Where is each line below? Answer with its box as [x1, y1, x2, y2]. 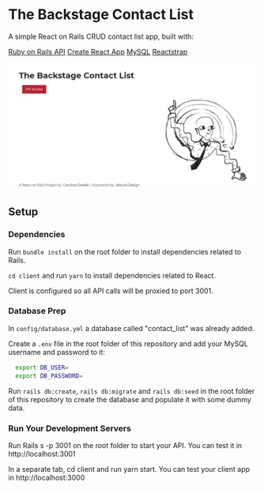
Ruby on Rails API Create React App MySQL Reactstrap [8, 47, 188, 56]
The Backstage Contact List [8, 6, 194, 24]
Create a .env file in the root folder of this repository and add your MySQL [8, 338, 249, 349]
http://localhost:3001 [8, 449, 76, 458]
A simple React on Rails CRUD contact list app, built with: [8, 32, 194, 41]
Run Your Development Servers [8, 423, 132, 434]
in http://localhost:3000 [8, 473, 85, 482]
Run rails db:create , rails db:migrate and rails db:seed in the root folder [8, 386, 255, 396]
